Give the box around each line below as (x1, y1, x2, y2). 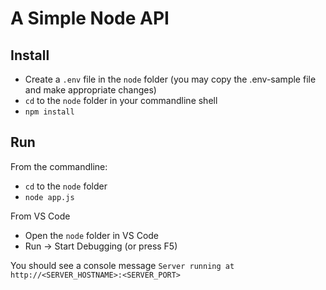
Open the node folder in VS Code (24, 229, 160, 241)
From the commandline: (10, 160, 108, 172)
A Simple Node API (10, 7, 170, 30)
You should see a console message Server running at (10, 259, 235, 271)
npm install (24, 107, 75, 117)
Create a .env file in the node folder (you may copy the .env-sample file (24, 73, 317, 85)
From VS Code (10, 210, 71, 222)
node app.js (24, 192, 75, 202)
